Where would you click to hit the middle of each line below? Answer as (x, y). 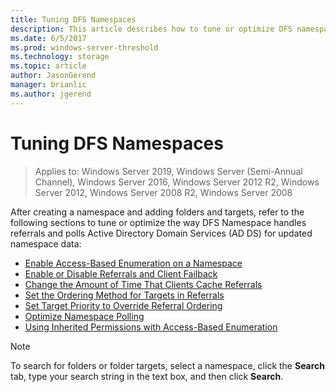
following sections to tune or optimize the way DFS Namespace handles (158, 222)
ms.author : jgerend (51, 94)
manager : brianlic (48, 85)
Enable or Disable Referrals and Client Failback (121, 273)
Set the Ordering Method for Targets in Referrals (124, 295)
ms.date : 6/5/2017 (48, 38)
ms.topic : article (48, 66)
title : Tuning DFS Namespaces (73, 19)
